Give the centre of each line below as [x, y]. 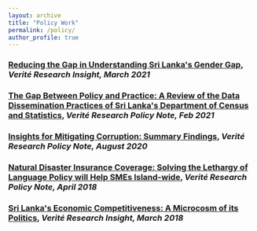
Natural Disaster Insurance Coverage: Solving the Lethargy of [128, 167]
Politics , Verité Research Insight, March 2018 [96, 218]
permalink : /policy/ [42, 30]
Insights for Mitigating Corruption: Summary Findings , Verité [127, 137]
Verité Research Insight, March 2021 [79, 75]
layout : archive [35, 15]
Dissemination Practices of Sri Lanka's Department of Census [128, 105]
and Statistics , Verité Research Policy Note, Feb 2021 [111, 115]
